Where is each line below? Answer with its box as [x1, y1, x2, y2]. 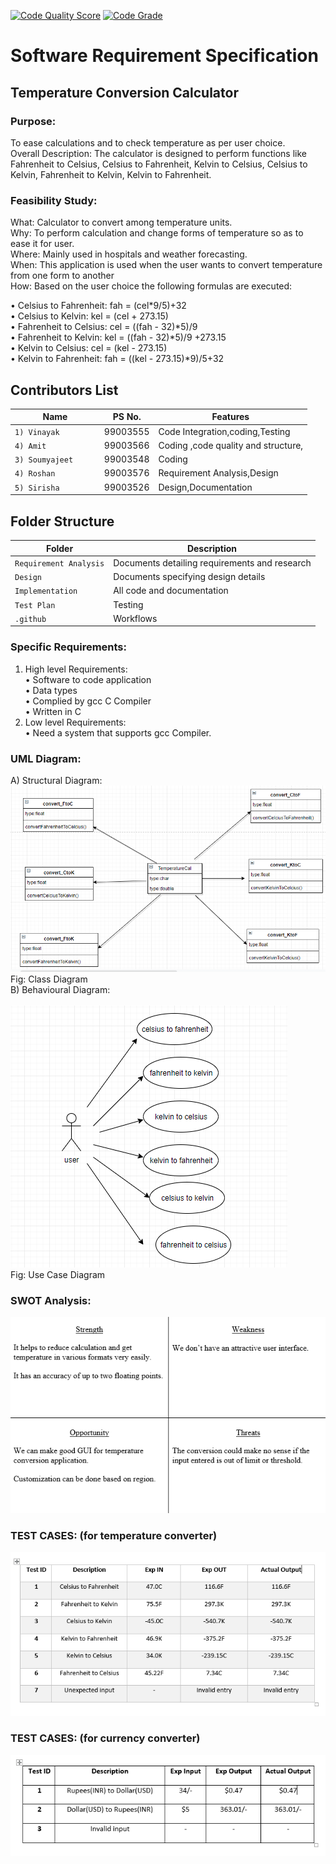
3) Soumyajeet [14, 455, 74, 465]
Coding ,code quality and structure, [158, 439, 304, 451]
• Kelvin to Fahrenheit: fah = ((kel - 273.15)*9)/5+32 [10, 353, 225, 365]
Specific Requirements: [10, 640, 127, 654]
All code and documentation [113, 585, 229, 597]
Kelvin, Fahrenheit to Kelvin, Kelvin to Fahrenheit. [10, 168, 212, 180]
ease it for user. [10, 238, 75, 250]
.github [14, 614, 47, 624]
